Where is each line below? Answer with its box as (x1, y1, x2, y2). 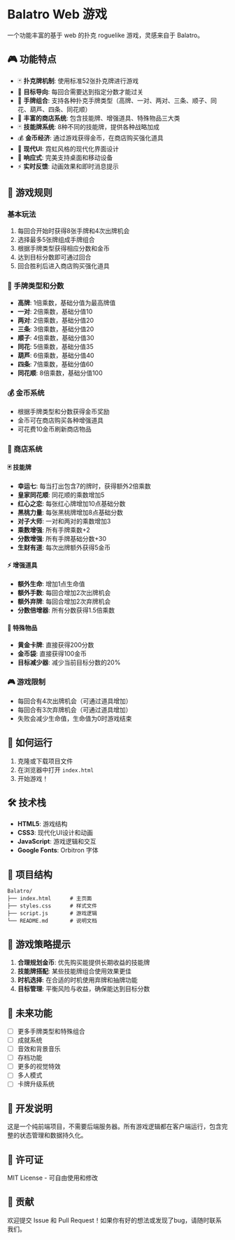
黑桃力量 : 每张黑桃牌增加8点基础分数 (17, 508, 124, 516)
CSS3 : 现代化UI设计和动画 (17, 829, 93, 837)
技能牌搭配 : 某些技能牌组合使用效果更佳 (17, 967, 131, 975)
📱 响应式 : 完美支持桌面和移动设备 (17, 153, 113, 161)
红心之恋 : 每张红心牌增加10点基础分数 (17, 500, 126, 508)
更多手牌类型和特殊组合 (17, 1027, 85, 1035)
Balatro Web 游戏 (7, 6, 108, 22)
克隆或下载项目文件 (17, 756, 73, 765)
